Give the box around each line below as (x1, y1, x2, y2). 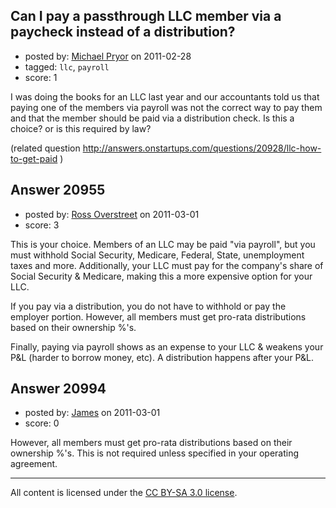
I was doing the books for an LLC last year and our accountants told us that (10, 90, 320, 103)
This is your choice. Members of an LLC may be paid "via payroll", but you (10, 238, 316, 250)
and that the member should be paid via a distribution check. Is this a (10, 112, 295, 124)
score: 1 (24, 71, 58, 83)
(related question (10, 142, 81, 154)
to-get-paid (10, 152, 58, 164)
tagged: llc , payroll (24, 60, 110, 73)
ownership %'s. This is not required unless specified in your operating (10, 447, 300, 459)
